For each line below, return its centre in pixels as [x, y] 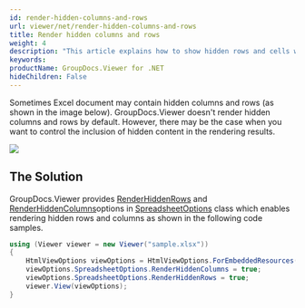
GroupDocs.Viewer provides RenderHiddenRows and [108, 198]
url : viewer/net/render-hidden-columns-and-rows [103, 26]
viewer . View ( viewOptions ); [77, 286]
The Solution [46, 177]
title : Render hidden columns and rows [85, 34]
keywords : [28, 60]
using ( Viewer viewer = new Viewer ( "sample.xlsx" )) [109, 244]
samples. [26, 227]
